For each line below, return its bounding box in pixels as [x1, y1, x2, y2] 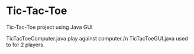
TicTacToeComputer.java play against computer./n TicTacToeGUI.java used [6, 35, 188, 42]
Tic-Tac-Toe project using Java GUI [6, 23, 93, 31]
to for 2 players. [6, 41, 45, 48]
